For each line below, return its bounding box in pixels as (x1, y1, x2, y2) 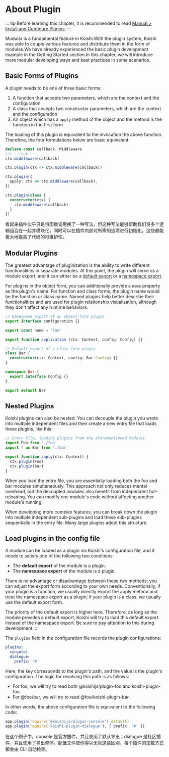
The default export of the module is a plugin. (12, 562, 107, 569)
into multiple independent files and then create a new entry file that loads (5, 420, 157, 427)
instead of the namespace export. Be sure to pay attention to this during (5, 620, 154, 626)
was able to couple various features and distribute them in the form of (5, 40, 150, 46)
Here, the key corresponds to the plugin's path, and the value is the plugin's (5, 668, 162, 674)
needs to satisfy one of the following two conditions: (5, 553, 114, 559)
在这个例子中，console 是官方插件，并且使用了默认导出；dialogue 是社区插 (5, 733, 161, 739)
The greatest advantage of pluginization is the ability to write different (5, 262, 150, 268)
